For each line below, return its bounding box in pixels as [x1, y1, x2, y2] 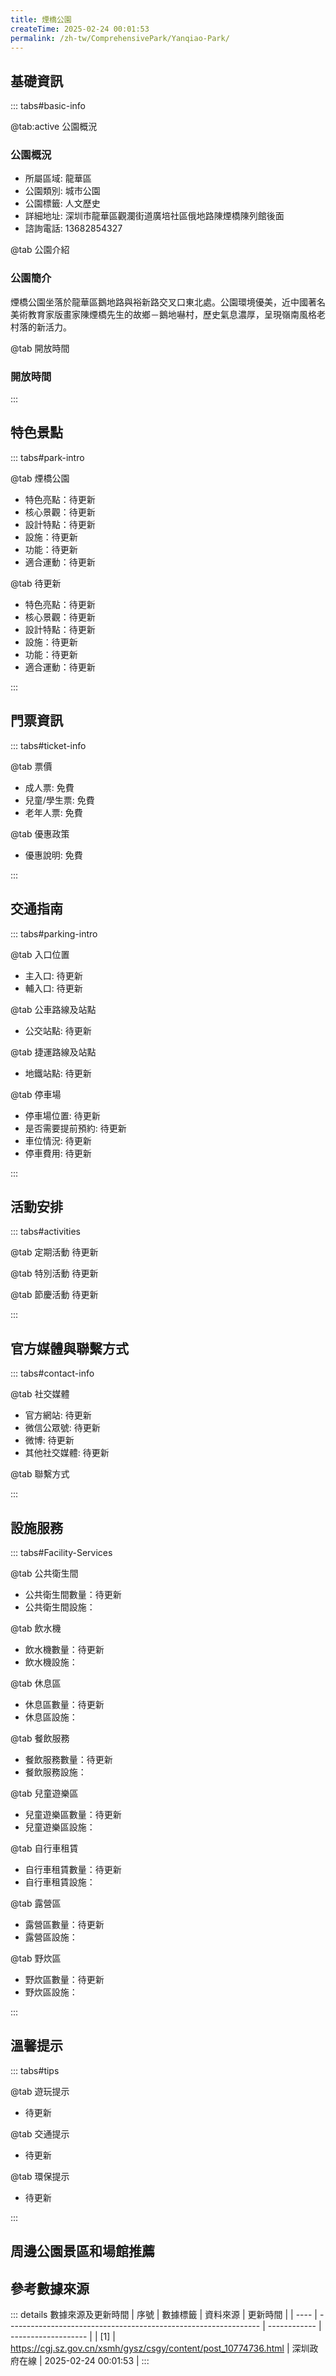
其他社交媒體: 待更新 [24, 1447, 110, 1459]
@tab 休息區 [10, 1677, 62, 1689]
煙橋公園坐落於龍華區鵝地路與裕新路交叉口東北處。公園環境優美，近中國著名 [10, 296, 326, 308]
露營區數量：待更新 [24, 1918, 105, 1930]
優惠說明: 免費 [24, 849, 83, 861]
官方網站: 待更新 [24, 1409, 92, 1421]
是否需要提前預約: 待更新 [24, 1122, 127, 1134]
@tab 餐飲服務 [10, 1732, 70, 1744]
